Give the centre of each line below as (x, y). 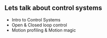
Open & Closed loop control (39, 25)
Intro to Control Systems (36, 19)
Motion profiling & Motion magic (44, 30)
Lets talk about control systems (53, 8)
